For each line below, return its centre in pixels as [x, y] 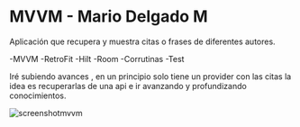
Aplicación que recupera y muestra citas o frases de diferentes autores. [143, 41]
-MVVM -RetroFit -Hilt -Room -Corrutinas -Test [97, 59]
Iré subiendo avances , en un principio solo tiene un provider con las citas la [150, 76]
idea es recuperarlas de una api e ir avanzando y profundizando [128, 86]
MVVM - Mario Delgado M [109, 17]
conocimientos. [38, 95]
